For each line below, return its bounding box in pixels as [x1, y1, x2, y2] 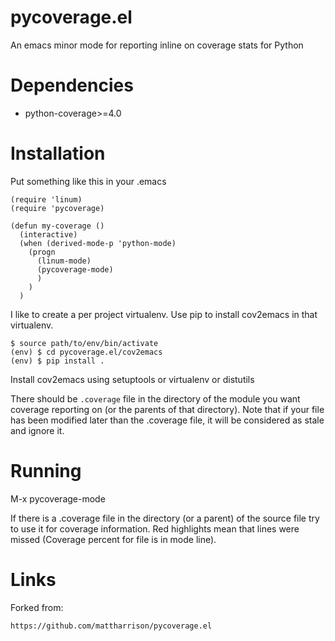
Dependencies [10, 74, 134, 97]
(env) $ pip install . [10, 356, 105, 366]
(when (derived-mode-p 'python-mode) [19, 238, 177, 248]
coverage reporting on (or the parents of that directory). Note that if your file [10, 403, 325, 415]
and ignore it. [10, 424, 65, 436]
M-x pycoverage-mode [10, 492, 106, 505]
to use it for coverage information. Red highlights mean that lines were [10, 522, 300, 535]
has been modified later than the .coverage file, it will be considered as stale [10, 414, 325, 426]
